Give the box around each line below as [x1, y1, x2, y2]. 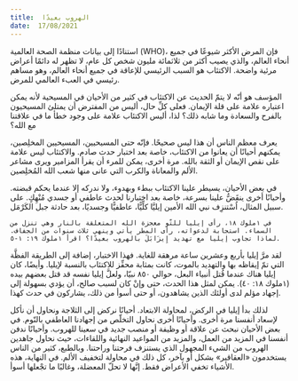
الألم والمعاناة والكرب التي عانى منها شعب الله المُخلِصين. [10, 165, 199, 176]
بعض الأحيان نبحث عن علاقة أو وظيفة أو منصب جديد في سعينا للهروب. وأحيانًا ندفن [10, 323, 281, 334]
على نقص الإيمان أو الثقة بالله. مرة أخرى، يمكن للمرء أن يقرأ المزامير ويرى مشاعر [10, 155, 280, 166]
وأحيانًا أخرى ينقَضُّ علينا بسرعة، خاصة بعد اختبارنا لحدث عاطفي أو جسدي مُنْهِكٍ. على [10, 192, 286, 202]
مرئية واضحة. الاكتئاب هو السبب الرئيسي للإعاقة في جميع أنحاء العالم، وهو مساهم [10, 64, 278, 75]
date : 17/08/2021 [10, 21, 78, 30]
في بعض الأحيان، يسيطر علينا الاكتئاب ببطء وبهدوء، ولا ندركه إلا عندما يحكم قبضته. [10, 182, 278, 193]
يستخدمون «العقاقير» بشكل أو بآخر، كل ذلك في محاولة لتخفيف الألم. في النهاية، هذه [10, 352, 287, 362]
